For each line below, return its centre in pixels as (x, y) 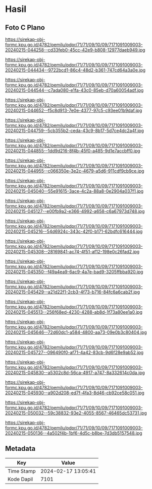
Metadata (20, 449)
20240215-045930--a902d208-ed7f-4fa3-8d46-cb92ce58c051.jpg (75, 393)
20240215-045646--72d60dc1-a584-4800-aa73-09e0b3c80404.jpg (76, 332)
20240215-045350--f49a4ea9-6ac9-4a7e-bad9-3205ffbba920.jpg (74, 272)
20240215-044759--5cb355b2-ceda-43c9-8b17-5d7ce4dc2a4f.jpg (75, 131)
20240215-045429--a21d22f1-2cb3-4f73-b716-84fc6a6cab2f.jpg (73, 292)
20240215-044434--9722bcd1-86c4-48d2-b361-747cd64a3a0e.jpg (76, 70)
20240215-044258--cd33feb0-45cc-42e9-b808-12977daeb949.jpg (75, 50)
